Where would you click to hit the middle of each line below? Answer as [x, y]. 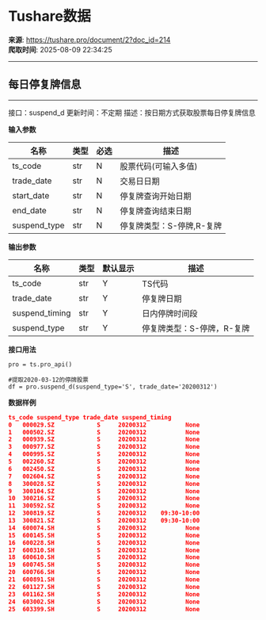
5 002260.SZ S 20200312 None [104, 461]
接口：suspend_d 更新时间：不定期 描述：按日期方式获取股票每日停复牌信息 [132, 113]
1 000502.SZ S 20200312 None [104, 432]
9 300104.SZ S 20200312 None [104, 491]
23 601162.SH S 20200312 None [104, 594]
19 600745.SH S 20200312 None [104, 565]
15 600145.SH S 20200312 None [104, 535]
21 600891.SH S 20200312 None [104, 580]
